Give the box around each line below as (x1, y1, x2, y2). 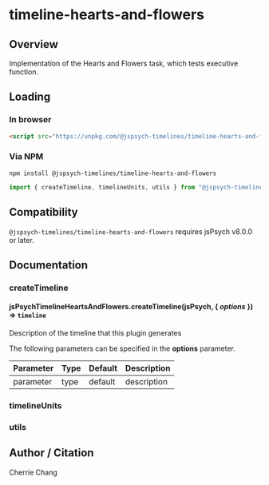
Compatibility (9, 205, 78, 219)
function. (9, 67, 39, 77)
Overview (9, 38, 59, 51)
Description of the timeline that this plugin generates (9, 328, 182, 338)
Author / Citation (9, 446, 94, 460)
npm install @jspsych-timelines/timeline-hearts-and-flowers (9, 169, 217, 177)
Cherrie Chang (9, 467, 58, 477)
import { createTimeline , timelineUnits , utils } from (9, 183, 196, 191)
